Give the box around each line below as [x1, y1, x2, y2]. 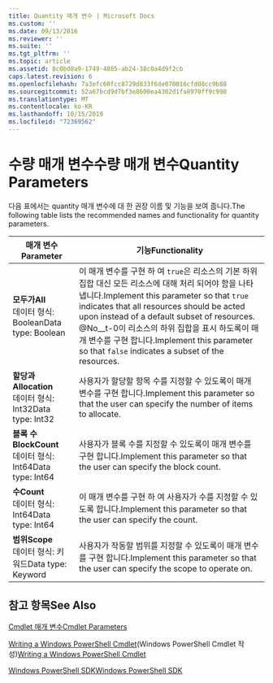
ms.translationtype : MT [8, 95, 89, 103]
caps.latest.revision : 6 [8, 72, 93, 80]
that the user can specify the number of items [78, 398, 253, 409]
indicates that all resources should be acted [78, 300, 245, 311]
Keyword [12, 568, 47, 580]
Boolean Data [12, 316, 63, 328]
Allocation [12, 381, 54, 392]
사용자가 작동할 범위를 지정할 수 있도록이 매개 [78, 540, 242, 551]
